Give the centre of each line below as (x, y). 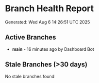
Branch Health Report (49, 9)
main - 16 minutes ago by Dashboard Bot (53, 49)
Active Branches (31, 37)
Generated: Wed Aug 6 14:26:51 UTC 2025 (48, 22)
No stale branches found (30, 76)
